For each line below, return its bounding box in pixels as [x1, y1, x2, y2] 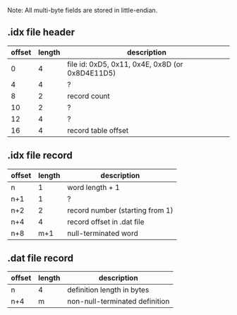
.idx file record [7, 150, 73, 162]
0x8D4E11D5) [66, 68, 116, 78]
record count [66, 91, 111, 101]
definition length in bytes [66, 285, 150, 295]
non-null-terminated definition [66, 297, 170, 307]
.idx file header [7, 26, 75, 38]
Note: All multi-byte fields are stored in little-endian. [7, 6, 158, 14]
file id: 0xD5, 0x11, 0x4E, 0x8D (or [66, 59, 183, 69]
